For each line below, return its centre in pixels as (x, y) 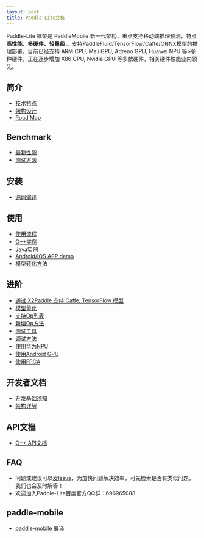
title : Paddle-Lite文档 (36, 18)
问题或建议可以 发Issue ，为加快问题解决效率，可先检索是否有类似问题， (104, 478)
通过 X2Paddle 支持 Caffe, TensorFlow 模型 (69, 300)
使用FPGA (28, 362)
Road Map (28, 118)
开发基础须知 (31, 398)
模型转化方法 (31, 263)
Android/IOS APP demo (44, 256)
